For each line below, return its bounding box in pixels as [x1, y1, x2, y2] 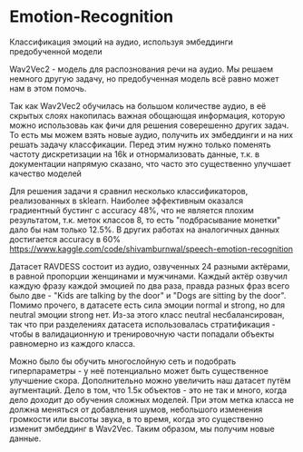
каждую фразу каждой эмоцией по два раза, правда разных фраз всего [9, 280, 290, 291]
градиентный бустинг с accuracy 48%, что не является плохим [9, 204, 254, 215]
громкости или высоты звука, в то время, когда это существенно [9, 413, 265, 424]
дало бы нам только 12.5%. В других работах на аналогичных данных [9, 224, 279, 235]
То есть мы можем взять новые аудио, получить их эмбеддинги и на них [9, 129, 293, 140]
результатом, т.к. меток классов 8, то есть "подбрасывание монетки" [9, 214, 281, 225]
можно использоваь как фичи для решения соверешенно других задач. [9, 120, 289, 131]
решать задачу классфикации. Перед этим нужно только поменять [9, 139, 271, 150]
